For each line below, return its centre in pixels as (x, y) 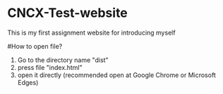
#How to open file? (35, 46)
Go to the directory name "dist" (63, 60)
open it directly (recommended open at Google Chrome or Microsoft (117, 75)
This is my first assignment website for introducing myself (91, 33)
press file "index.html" (50, 67)
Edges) (28, 82)
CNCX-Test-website (68, 13)
